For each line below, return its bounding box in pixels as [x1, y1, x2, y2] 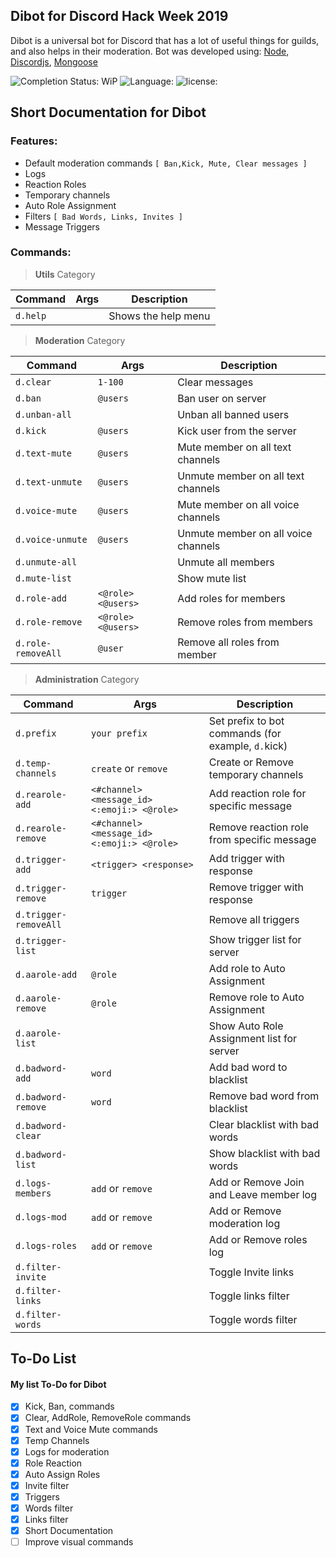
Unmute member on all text [177, 469, 305, 483]
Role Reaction [24, 1457, 83, 1469]
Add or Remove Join [208, 1175, 305, 1189]
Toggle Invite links [208, 1265, 295, 1279]
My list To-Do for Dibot [10, 1378, 107, 1390]
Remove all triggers [208, 912, 300, 926]
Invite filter [24, 1479, 70, 1491]
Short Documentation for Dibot [10, 104, 207, 121]
